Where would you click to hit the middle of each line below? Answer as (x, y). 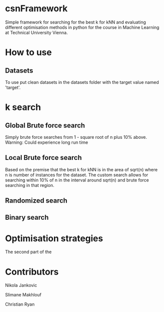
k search (23, 107)
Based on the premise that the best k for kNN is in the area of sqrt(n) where (82, 169)
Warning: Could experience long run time (47, 142)
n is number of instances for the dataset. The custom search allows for (77, 175)
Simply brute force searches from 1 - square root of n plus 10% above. (76, 137)
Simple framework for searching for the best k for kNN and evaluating (76, 22)
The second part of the (28, 252)
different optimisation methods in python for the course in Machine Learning (82, 27)
